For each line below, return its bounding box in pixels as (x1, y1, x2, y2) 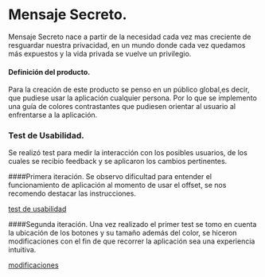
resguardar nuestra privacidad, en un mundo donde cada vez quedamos (8, 40, 246, 49)
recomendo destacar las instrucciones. (8, 189, 137, 198)
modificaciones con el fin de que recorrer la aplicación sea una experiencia (8, 236, 255, 246)
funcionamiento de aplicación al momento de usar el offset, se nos (8, 181, 227, 190)
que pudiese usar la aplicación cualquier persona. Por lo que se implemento (8, 93, 257, 103)
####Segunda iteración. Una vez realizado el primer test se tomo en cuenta (8, 220, 257, 229)
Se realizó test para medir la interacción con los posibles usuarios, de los (8, 148, 248, 158)
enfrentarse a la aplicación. (8, 110, 98, 120)
